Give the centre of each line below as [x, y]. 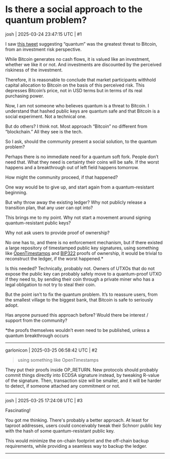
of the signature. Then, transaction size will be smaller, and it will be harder [83, 380]
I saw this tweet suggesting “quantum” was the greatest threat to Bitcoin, [81, 44]
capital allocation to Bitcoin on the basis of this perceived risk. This [75, 85]
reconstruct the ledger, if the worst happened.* [54, 258]
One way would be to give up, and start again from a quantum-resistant [80, 187]
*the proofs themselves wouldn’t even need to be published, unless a [77, 330]
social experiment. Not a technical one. [46, 116]
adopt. [12, 305]
